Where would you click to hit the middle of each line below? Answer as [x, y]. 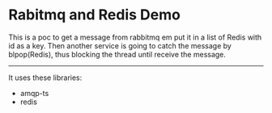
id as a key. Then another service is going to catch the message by [120, 45]
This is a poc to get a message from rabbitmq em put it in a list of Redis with [135, 37]
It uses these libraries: [45, 77]
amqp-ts [34, 93]
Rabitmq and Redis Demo [94, 15]
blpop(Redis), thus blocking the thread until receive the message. [117, 54]
